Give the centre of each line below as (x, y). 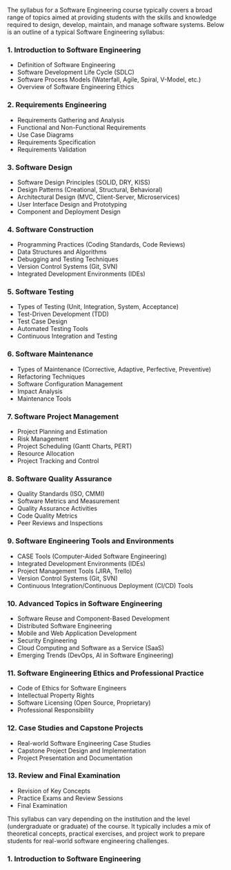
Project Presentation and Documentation (75, 758)
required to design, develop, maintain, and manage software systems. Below (116, 25)
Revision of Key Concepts (54, 791)
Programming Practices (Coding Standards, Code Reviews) (101, 245)
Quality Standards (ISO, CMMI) (61, 494)
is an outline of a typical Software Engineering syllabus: (86, 32)
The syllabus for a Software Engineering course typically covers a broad (110, 10)
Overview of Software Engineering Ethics (76, 87)
